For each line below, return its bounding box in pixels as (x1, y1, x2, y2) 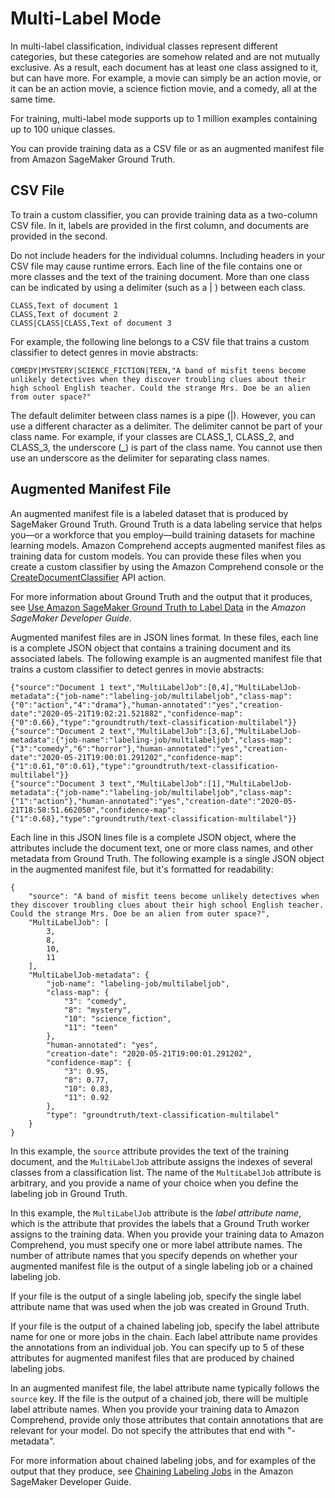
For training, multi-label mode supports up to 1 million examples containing (10, 112, 318, 124)
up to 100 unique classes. (10, 123, 116, 135)
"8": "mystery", (63, 1005, 132, 1015)
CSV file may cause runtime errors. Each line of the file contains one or (10, 260, 303, 272)
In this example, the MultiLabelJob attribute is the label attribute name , (10, 1207, 302, 1219)
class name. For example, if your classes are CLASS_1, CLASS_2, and (10, 430, 295, 442)
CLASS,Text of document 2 (10, 309, 118, 319)
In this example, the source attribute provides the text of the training (10, 1145, 290, 1157)
